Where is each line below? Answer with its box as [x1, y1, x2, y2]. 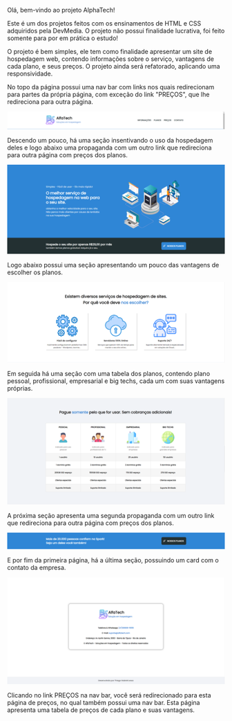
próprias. [7, 384, 33, 392]
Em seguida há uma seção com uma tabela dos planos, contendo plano [7, 369, 211, 377]
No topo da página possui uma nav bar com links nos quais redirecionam [7, 83, 215, 91]
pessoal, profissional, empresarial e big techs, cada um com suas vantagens [7, 377, 225, 385]
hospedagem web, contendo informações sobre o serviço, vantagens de [7, 55, 214, 63]
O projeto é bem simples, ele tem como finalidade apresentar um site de [7, 48, 213, 55]
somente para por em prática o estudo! [7, 34, 119, 42]
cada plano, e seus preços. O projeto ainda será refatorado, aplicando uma [7, 62, 220, 70]
